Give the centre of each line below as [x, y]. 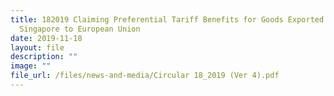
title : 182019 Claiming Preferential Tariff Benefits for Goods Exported [167, 19]
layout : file [37, 47]
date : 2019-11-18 [46, 38]
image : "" [31, 66]
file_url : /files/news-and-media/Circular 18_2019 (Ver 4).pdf [145, 76]
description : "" [44, 57]
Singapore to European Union [80, 29]
